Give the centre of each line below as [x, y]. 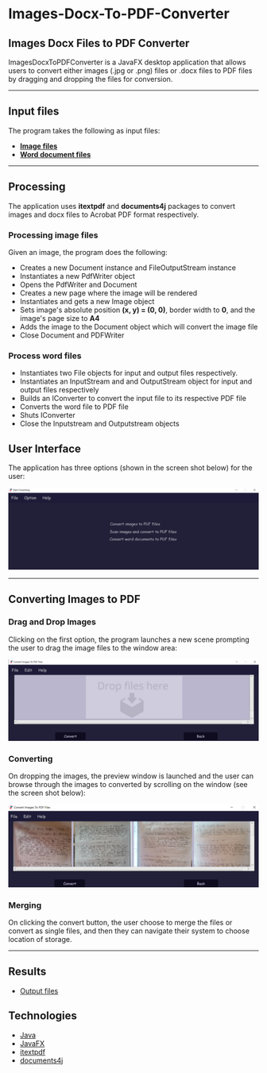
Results [27, 972]
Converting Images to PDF [74, 599]
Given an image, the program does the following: [88, 252]
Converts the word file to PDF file [74, 407]
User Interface [45, 448]
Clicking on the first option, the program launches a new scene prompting [129, 639]
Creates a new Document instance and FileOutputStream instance [128, 268]
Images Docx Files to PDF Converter [99, 43]
